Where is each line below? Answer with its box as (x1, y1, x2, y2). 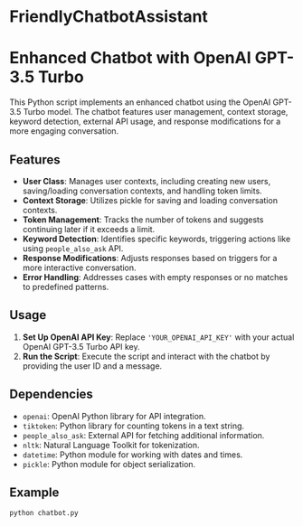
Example (9, 484, 60, 500)
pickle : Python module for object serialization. (22, 458, 196, 469)
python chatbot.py (9, 509, 79, 518)
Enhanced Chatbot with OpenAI (9, 48, 251, 69)
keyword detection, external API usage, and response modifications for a (9, 116, 281, 127)
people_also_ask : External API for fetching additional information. (22, 429, 265, 440)
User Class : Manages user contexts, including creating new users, (22, 175, 271, 186)
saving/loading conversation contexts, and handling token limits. (22, 185, 262, 196)
